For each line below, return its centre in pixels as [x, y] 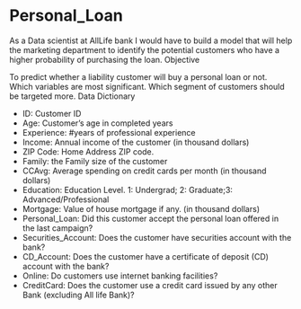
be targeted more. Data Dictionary [72, 96]
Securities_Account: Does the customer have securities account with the [157, 237]
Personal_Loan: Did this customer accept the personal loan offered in [150, 218]
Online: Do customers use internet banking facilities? [120, 276]
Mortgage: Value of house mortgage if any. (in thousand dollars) [141, 208]
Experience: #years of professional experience [109, 132]
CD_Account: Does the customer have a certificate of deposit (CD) [146, 256]
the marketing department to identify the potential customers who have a [145, 49]
